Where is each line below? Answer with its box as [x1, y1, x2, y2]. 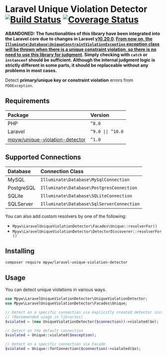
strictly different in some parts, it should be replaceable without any [5, 62, 149, 68]
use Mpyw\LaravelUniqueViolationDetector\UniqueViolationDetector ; [5, 296, 148, 301]
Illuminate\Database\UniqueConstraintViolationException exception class [5, 41, 160, 47]
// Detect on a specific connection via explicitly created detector [5, 310, 153, 315]
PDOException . [5, 82, 33, 88]
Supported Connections [5, 153, 81, 162]
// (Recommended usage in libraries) [5, 314, 83, 319]
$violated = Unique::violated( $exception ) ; [5, 333, 97, 338]
